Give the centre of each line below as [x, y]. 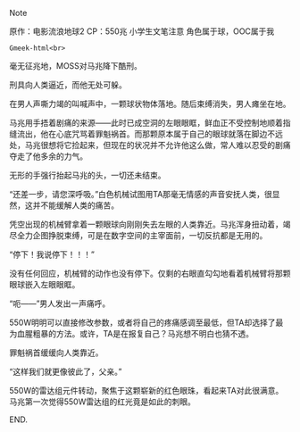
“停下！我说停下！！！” [52, 254]
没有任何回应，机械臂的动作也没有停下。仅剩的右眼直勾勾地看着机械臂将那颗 [150, 273]
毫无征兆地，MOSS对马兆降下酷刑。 [76, 66]
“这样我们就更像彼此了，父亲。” [66, 371]
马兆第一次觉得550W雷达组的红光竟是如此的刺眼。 [103, 402]
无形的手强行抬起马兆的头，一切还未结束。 [87, 175]
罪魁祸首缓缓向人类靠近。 [56, 353]
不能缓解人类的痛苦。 [79, 205]
